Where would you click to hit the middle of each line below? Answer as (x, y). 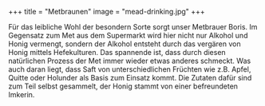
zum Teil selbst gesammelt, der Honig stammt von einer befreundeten (123, 86)
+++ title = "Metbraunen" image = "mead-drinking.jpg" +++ (107, 12)
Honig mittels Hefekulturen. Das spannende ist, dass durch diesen (117, 52)
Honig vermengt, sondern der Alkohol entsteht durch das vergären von (125, 44)
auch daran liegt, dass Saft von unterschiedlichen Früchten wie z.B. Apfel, (130, 69)
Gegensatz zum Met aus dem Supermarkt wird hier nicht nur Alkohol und (128, 35)
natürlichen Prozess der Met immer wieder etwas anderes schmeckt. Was (130, 61)
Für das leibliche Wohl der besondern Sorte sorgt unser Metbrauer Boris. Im (133, 27)
